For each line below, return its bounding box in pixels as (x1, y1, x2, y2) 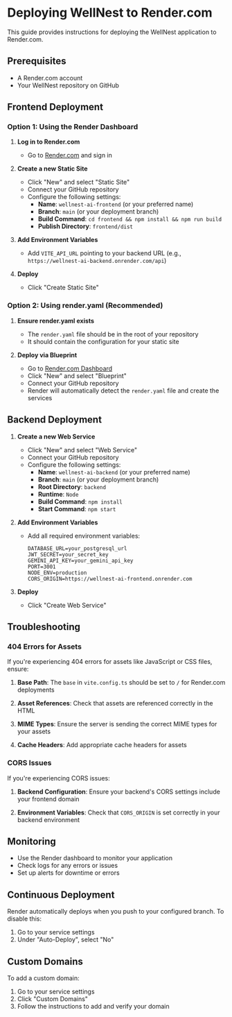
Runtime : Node (37, 490, 79, 498)
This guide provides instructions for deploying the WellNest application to (7, 28, 217, 36)
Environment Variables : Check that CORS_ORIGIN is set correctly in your (17, 808, 220, 817)
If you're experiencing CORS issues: (7, 774, 111, 782)
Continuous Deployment (7, 889, 115, 900)
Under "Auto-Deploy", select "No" (17, 935, 114, 944)
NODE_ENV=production (27, 569, 87, 576)
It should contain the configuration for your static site (27, 337, 179, 345)
